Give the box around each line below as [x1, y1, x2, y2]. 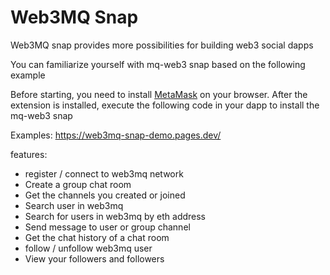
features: [10, 148, 48, 160]
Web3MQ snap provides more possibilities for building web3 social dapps [10, 39, 314, 51]
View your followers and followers [24, 252, 165, 265]
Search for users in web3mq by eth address [24, 210, 206, 222]
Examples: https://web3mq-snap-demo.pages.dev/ [10, 129, 222, 141]
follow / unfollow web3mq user [24, 242, 153, 254]
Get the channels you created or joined [24, 189, 186, 201]
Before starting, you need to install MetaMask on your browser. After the [10, 88, 308, 100]
